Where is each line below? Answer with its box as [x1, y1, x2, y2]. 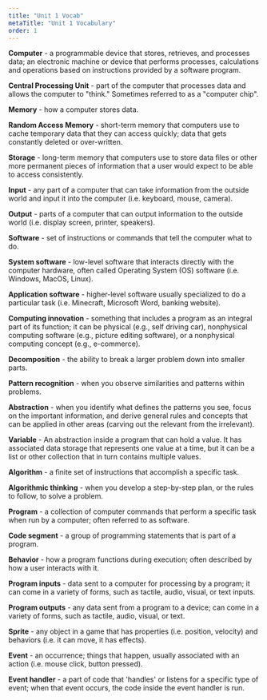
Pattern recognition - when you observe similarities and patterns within [8, 379, 245, 388]
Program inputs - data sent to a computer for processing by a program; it [8, 579, 250, 588]
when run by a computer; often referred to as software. [8, 515, 190, 525]
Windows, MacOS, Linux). [8, 274, 94, 284]
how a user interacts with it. [8, 563, 100, 573]
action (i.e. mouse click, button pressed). [8, 659, 143, 669]
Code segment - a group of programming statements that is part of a [8, 531, 237, 540]
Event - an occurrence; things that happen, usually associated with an [8, 650, 240, 660]
